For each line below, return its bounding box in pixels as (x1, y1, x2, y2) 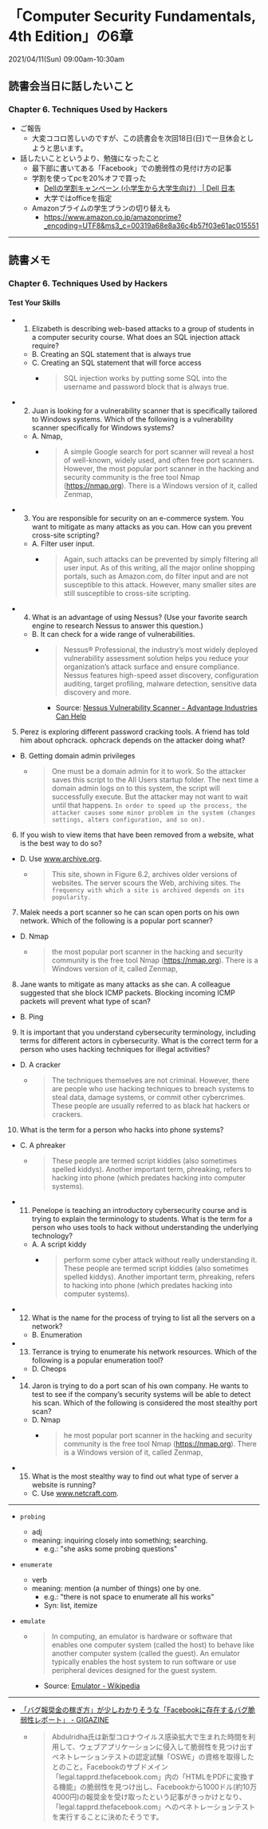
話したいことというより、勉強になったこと (19, 153, 160, 162)
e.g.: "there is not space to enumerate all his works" (43, 1592, 215, 1602)
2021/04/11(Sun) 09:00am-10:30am (8, 54, 125, 64)
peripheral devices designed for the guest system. (51, 1666, 218, 1675)
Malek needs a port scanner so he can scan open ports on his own (19, 907, 239, 917)
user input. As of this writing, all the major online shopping (63, 563, 255, 573)
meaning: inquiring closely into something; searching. (31, 1535, 208, 1545)
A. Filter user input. (31, 539, 95, 549)
